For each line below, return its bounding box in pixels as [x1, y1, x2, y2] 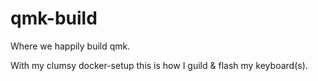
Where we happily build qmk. [10, 40, 131, 52]
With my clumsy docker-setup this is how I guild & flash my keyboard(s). [10, 59, 308, 71]
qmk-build [10, 7, 98, 30]
